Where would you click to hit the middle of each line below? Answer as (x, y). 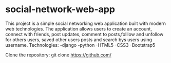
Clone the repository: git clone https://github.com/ (59, 55)
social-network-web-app (60, 9)
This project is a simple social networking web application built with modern (85, 23)
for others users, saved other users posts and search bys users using (79, 40)
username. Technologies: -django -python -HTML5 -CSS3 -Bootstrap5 (80, 45)
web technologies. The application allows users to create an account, (79, 28)
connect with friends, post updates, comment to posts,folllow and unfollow (84, 34)
